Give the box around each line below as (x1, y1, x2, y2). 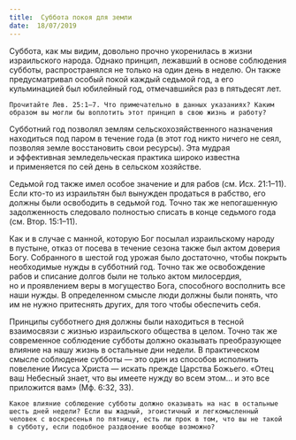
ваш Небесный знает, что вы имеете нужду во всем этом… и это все (9, 373, 270, 383)
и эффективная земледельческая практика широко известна (9, 151, 240, 162)
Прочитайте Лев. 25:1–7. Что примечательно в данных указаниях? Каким (9, 100, 275, 109)
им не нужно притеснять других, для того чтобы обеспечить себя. (9, 298, 261, 310)
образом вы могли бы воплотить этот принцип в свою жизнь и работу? (9, 108, 267, 117)
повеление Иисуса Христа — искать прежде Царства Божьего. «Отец (9, 363, 274, 374)
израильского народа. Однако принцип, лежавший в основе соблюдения (9, 55, 287, 66)
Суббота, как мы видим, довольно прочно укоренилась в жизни (9, 45, 253, 56)
